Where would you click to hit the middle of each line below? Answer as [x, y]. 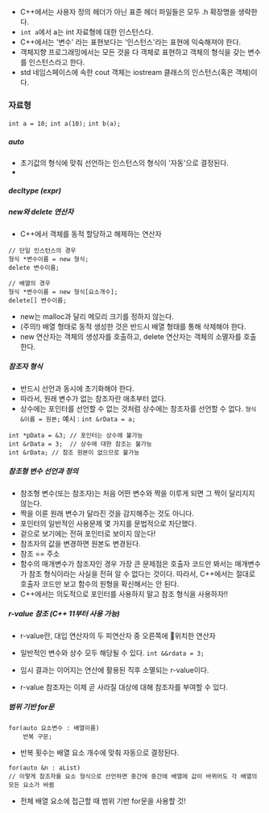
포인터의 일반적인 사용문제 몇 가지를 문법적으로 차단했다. [108, 523]
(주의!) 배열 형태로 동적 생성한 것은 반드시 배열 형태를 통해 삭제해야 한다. [133, 326]
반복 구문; [37, 737]
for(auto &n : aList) [45, 768]
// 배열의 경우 [29, 283]
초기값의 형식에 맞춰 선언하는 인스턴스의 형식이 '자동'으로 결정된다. [124, 163]
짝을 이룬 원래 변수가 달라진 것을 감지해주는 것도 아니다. [107, 513]
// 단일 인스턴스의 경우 [42, 251]
